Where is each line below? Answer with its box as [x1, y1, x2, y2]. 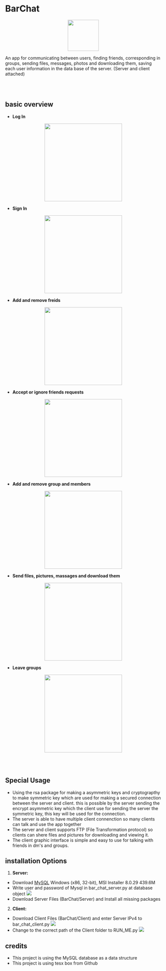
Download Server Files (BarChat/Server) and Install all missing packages [12, 896, 161, 902]
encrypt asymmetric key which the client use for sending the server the [12, 805, 159, 811]
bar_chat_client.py [12, 921, 50, 927]
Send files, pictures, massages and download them [12, 572, 120, 578]
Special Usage [5, 776, 51, 785]
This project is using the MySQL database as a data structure [12, 955, 138, 961]
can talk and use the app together [12, 821, 82, 827]
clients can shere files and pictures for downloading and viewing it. [12, 832, 150, 837]
